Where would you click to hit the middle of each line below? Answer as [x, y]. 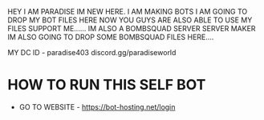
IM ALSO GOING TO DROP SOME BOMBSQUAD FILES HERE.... [111, 37]
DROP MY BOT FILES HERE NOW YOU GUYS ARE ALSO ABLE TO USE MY [130, 20]
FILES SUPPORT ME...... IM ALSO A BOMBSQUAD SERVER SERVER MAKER [132, 28]
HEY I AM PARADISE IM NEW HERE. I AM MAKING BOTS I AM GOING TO [128, 12]
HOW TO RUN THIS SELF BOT [107, 85]
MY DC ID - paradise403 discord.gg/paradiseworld [92, 52]
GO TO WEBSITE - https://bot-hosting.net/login [97, 106]
